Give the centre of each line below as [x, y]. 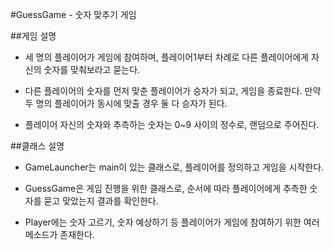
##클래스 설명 [37, 146]
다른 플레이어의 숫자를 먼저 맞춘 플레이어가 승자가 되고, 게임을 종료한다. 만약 [173, 91]
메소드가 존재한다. [59, 234]
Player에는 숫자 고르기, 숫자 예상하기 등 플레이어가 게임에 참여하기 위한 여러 [172, 222]
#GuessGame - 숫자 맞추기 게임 [73, 14]
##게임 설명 [33, 36]
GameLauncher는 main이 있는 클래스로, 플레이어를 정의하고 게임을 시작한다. [174, 167]
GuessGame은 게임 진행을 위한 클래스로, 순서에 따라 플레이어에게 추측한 [166, 188]
